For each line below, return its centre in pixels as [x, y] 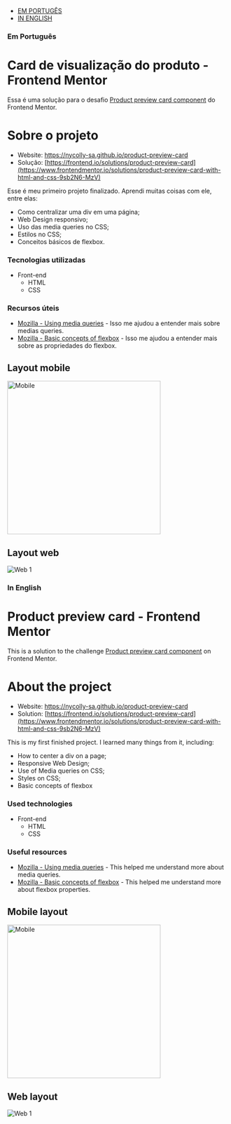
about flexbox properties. [54, 890]
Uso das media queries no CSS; [63, 226]
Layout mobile [39, 368]
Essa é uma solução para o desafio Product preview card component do [111, 100]
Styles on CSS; [39, 778]
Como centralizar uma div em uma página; [78, 212]
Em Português [32, 36]
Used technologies [40, 804]
